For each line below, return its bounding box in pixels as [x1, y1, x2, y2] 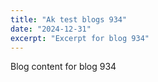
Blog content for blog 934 [10, 61, 117, 73]
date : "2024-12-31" [10, 24, 92, 34]
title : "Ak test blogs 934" [10, 14, 128, 25]
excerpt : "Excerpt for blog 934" [10, 33, 150, 43]
